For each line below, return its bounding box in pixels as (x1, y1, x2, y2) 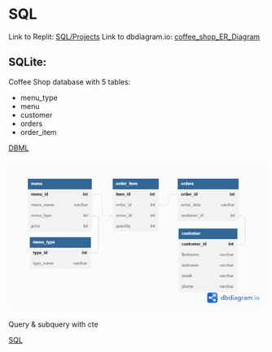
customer (20, 110, 53, 120)
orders (20, 119, 43, 128)
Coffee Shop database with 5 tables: (8, 76, 131, 86)
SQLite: (8, 55, 47, 69)
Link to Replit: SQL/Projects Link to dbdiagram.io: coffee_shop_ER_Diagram (8, 32, 261, 41)
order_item (20, 127, 57, 137)
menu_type (20, 93, 59, 102)
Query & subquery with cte (8, 319, 99, 329)
